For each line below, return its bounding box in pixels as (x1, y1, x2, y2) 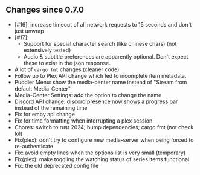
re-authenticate (14, 142, 54, 150)
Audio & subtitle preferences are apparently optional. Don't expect (23, 52, 189, 60)
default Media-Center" (14, 84, 71, 92)
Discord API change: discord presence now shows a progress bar (14, 98, 178, 105)
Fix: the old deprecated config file (14, 162, 99, 169)
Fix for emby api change (14, 110, 75, 118)
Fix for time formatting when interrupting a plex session (14, 117, 153, 124)
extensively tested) (23, 46, 71, 54)
